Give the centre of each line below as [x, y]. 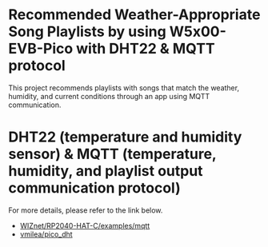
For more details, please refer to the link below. [86, 210]
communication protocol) [95, 188]
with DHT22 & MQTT [145, 49]
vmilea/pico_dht [46, 234]
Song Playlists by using [87, 32]
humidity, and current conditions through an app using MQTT [109, 96]
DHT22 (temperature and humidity [125, 137]
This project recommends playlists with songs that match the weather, [124, 88]
